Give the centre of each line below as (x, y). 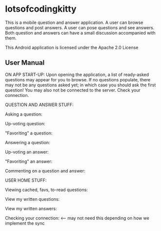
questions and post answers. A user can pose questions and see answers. (80, 27)
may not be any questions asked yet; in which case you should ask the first (80, 85)
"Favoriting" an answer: (29, 161)
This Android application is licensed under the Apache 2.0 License (72, 47)
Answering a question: (28, 142)
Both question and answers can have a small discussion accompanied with (80, 33)
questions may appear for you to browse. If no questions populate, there (78, 79)
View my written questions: (32, 199)
